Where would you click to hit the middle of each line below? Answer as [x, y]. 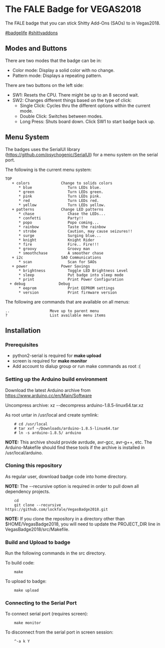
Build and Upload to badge [38, 542]
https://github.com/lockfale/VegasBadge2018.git [57, 509]
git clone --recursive [38, 505]
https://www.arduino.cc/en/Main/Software [49, 395]
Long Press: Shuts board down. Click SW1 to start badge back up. [87, 121]
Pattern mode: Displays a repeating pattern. [57, 75]
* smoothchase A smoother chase [61, 253]
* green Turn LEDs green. [61, 192]
